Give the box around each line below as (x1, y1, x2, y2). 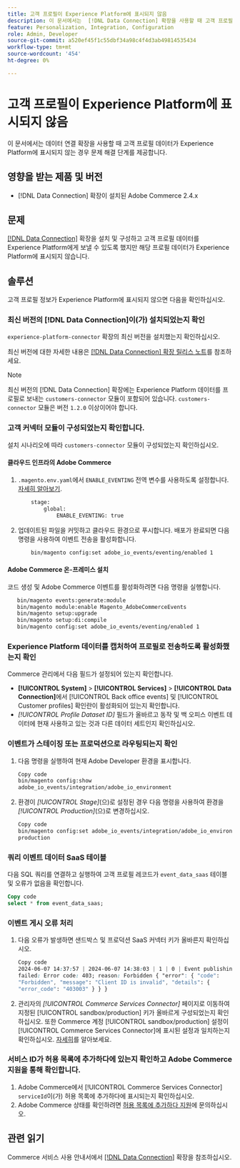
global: (44, 505, 66, 513)
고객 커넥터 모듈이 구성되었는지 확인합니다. (7, 423, 145, 433)
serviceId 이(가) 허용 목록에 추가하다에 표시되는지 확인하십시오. (17, 1092, 195, 1100)
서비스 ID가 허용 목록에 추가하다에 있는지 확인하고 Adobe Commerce (7, 1054, 233, 1064)
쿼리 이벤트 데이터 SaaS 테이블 (7, 852, 107, 862)
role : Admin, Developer (7, 30, 79, 38)
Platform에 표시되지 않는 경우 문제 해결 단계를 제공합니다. (7, 148, 168, 156)
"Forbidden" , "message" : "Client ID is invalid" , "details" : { (17, 979, 211, 986)
